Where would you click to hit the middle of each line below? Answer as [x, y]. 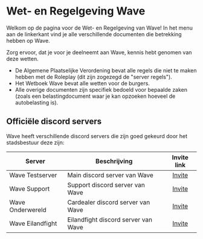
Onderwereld [28, 209]
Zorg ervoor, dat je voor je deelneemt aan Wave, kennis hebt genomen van [99, 52]
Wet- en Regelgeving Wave [76, 11]
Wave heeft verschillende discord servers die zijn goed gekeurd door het [97, 136]
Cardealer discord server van [109, 202]
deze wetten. [23, 59]
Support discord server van [106, 185]
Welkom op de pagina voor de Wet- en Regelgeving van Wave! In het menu [100, 28]
